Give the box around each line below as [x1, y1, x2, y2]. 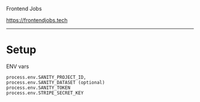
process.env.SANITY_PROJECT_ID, [6, 74, 86, 80]
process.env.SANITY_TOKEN [6, 85, 70, 91]
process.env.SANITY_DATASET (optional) [6, 79, 105, 85]
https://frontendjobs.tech [6, 17, 68, 23]
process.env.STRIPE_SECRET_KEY [6, 89, 84, 96]
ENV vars [6, 63, 29, 70]
